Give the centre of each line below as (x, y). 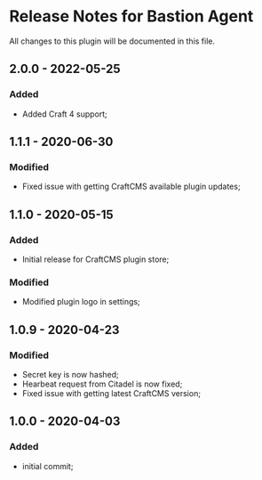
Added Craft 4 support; (65, 114)
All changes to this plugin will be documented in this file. (112, 41)
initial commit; (48, 466)
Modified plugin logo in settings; (81, 302)
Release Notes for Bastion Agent (131, 16)
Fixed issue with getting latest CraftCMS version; (111, 393)
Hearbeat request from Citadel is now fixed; (102, 384)
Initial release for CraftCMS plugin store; (95, 259)
